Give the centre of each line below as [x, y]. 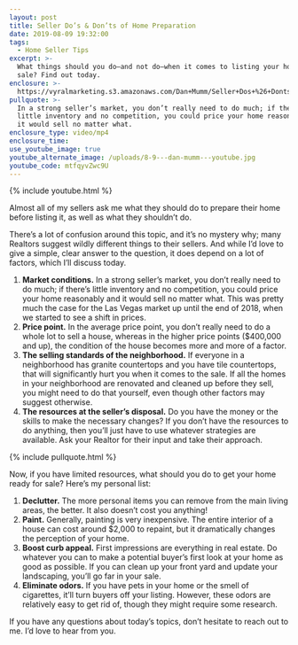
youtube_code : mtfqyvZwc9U [59, 166]
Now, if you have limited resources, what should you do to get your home [143, 474]
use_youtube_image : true [55, 149]
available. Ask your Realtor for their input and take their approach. [142, 440]
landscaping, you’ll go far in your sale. [91, 576]
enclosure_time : [39, 141]
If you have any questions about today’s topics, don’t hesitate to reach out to [149, 622]
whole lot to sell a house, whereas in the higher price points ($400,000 [152, 337]
